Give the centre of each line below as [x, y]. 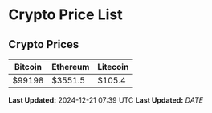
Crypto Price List [65, 15]
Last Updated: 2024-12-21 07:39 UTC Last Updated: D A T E [106, 100]
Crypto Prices [44, 44]
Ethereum [71, 67]
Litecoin [113, 67]
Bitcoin [28, 67]
